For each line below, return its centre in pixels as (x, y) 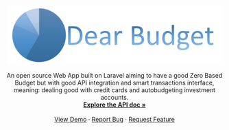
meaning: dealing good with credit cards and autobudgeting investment (114, 90)
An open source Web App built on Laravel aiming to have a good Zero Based (114, 75)
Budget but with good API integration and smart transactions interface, (114, 83)
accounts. (114, 97)
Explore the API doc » (114, 105)
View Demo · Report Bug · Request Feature (114, 119)
